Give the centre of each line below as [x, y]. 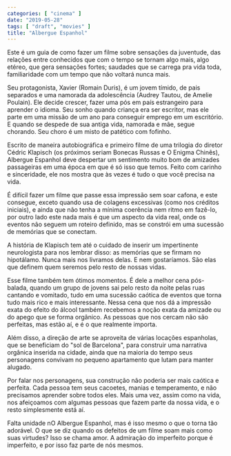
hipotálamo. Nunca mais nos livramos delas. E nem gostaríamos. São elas [112, 260]
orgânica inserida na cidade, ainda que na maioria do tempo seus [100, 353]
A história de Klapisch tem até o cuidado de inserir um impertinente [103, 245]
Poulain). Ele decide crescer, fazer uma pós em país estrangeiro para [105, 102]
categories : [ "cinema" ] [44, 13]
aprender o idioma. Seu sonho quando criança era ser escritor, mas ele [108, 110]
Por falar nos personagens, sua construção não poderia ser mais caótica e [113, 381]
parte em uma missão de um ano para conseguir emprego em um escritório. [115, 117]
